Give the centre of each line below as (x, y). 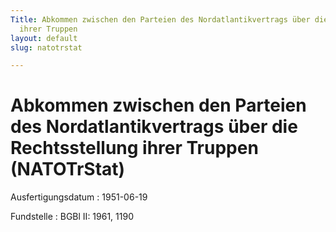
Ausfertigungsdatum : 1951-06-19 (79, 197)
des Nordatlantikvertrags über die (154, 127)
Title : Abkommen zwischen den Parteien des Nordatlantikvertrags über (160, 19)
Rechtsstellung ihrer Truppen (134, 148)
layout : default (44, 38)
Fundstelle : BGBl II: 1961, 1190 (72, 217)
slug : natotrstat (46, 47)
